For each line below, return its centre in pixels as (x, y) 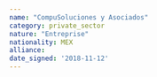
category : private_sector (57, 26)
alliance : (27, 50)
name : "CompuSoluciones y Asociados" (79, 17)
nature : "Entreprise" (49, 34)
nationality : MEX (41, 42)
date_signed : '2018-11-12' (59, 58)
